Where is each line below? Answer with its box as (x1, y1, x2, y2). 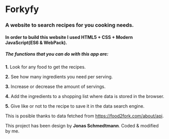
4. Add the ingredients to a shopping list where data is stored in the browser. (5, 93, 164, 99)
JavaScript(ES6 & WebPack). (5, 39, 68, 45)
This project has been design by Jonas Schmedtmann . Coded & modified (5, 122, 159, 128)
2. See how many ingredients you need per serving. (5, 73, 113, 79)
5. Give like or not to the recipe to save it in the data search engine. (5, 103, 145, 109)
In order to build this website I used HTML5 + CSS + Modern (5, 34, 133, 40)
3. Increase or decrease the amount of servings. (5, 83, 106, 89)
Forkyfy (5, 4, 39, 15)
